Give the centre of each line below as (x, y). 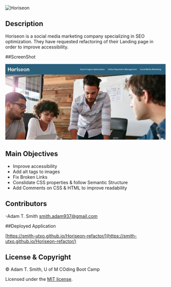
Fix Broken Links (30, 177)
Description (24, 24)
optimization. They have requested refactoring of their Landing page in (79, 41)
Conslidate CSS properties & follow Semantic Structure (70, 182)
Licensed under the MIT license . (39, 279)
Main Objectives (32, 154)
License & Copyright (38, 257)
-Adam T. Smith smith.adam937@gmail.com (51, 216)
